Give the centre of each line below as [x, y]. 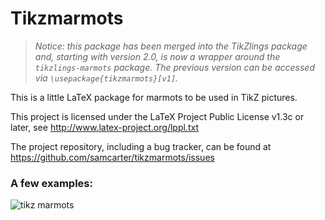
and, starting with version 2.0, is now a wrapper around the [157, 56]
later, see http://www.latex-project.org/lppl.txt [104, 127]
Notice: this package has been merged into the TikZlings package [171, 46]
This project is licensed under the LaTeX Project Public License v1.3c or [157, 116]
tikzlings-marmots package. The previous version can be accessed [174, 67]
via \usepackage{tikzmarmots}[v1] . [106, 78]
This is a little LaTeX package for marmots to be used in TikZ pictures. [154, 97]
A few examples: [51, 183]
